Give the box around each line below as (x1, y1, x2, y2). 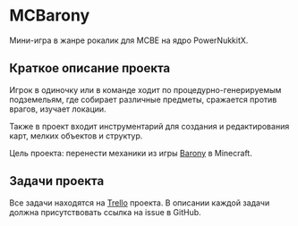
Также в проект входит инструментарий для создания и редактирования (9, 121, 290, 131)
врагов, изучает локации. (9, 104, 106, 114)
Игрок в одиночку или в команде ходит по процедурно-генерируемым (9, 84, 282, 95)
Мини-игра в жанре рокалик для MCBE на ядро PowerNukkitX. (9, 35, 249, 46)
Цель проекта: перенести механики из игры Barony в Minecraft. (9, 147, 252, 158)
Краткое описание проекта (9, 61, 171, 76)
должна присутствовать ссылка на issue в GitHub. (9, 206, 201, 217)
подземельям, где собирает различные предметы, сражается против (9, 94, 277, 105)
